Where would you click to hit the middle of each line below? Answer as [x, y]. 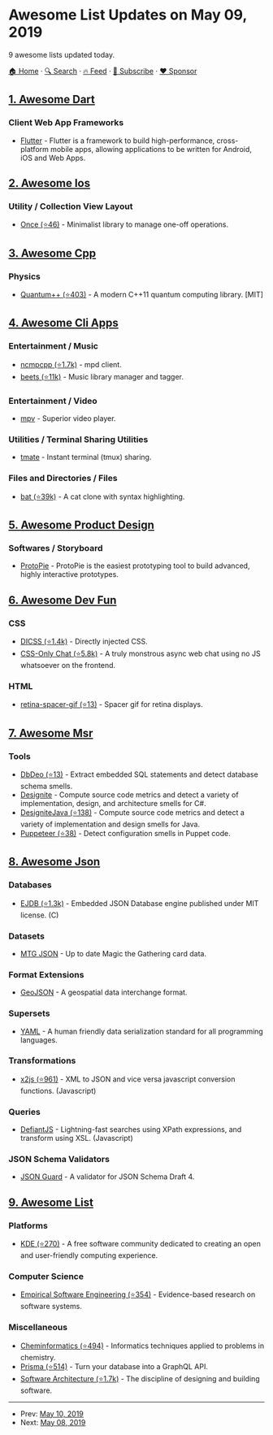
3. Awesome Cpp [52, 253]
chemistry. [38, 1357]
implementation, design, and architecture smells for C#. [113, 803]
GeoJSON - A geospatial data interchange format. [104, 992]
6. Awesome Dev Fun [63, 600]
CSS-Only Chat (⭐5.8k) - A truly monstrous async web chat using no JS [141, 653]
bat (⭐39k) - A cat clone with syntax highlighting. [102, 496]
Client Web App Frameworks [66, 123]
